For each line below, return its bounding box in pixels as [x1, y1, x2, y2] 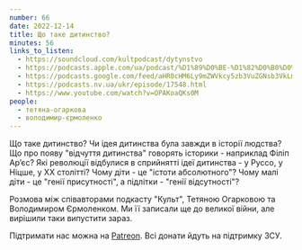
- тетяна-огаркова [17, 105, 87, 114]
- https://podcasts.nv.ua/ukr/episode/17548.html [17, 80, 207, 89]
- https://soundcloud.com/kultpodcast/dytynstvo [17, 55, 203, 64]
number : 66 [9, 13, 50, 22]
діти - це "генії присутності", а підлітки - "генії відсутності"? [9, 176, 240, 187]
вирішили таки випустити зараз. [9, 213, 133, 224]
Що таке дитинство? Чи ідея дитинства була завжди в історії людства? [9, 138, 282, 149]
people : [9, 96, 39, 106]
